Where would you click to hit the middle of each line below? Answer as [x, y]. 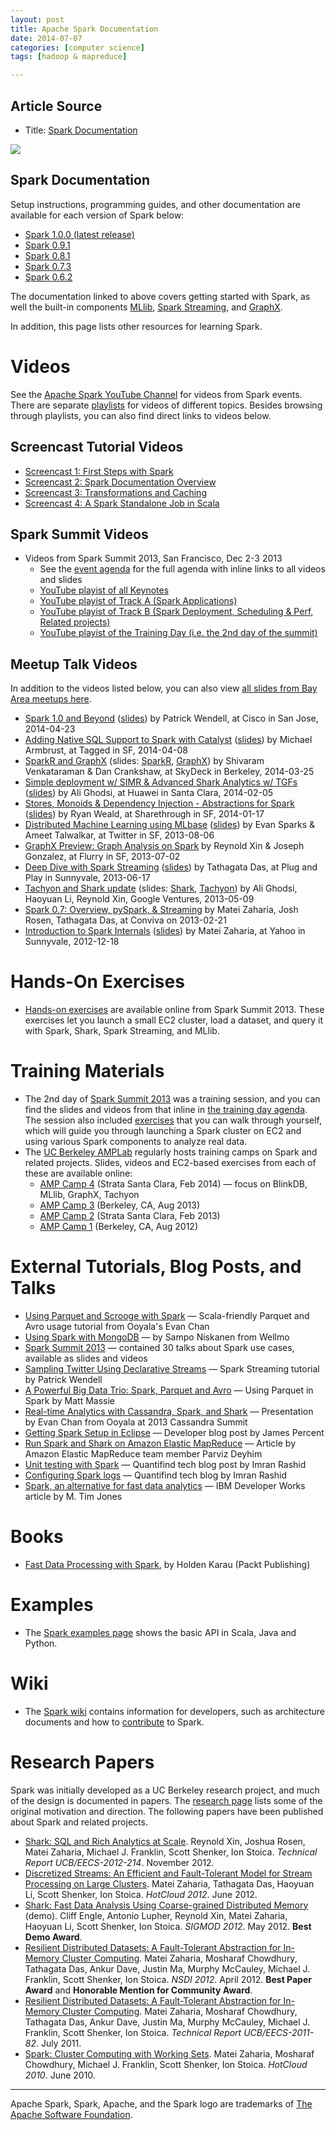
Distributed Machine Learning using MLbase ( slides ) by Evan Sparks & [169, 825]
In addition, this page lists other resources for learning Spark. [136, 326]
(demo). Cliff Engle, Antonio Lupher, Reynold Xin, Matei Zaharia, [156, 1915]
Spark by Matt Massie [70, 1400]
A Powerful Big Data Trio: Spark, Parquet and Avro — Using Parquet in [169, 1390]
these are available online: [78, 1173]
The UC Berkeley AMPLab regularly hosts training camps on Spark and [171, 1152]
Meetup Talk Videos [74, 664]
